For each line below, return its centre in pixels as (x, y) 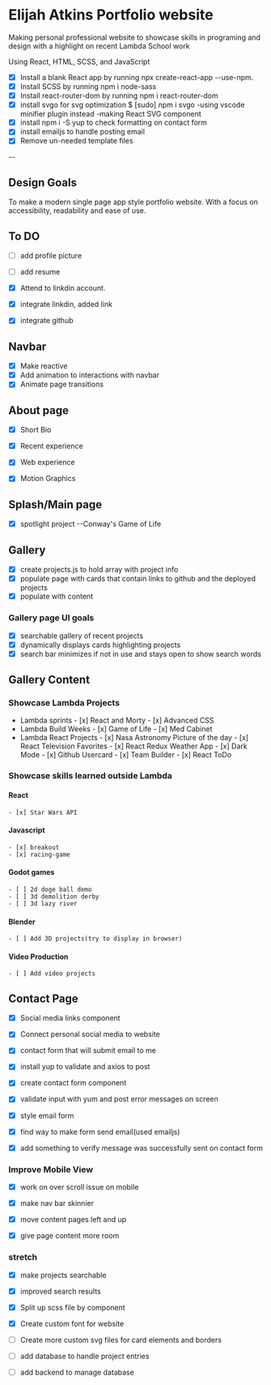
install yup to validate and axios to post (85, 1067)
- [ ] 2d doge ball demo (50, 889)
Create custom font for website (72, 1323)
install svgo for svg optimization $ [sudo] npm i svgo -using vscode (132, 105)
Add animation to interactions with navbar (90, 375)
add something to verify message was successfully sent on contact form (141, 1148)
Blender (22, 922)
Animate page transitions (61, 384)
